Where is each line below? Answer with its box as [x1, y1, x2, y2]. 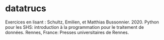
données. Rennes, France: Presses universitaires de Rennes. [5, 29, 129, 35]
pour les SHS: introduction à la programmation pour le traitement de [5, 24, 144, 30]
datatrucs [5, 3, 46, 14]
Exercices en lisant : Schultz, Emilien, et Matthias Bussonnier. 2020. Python [5, 19, 159, 25]
